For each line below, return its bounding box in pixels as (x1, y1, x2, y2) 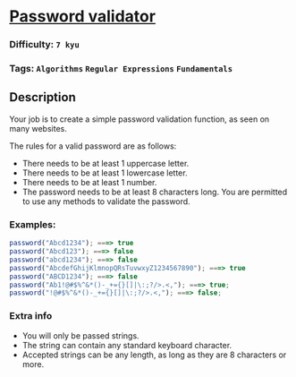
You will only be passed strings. (21, 330, 140, 341)
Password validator (9, 6, 156, 27)
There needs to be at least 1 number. (21, 176, 157, 187)
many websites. (9, 123, 67, 133)
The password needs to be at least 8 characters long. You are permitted (21, 186, 288, 197)
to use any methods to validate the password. (21, 195, 190, 207)
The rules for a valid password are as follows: (9, 141, 177, 151)
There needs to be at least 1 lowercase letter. (21, 167, 188, 178)
